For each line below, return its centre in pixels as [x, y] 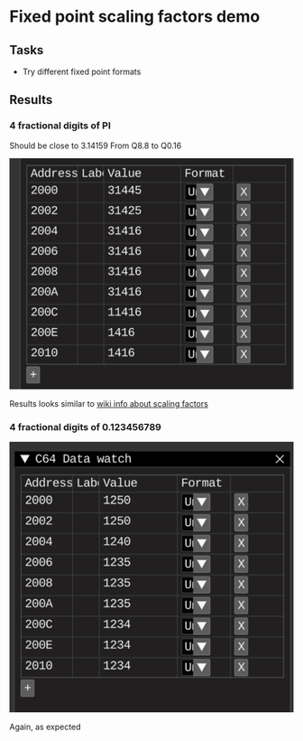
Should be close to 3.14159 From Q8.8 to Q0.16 [96, 145]
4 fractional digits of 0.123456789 [86, 427]
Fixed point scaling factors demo [135, 17]
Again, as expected [45, 727]
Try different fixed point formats [82, 71]
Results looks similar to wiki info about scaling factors [109, 404]
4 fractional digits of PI [60, 126]
